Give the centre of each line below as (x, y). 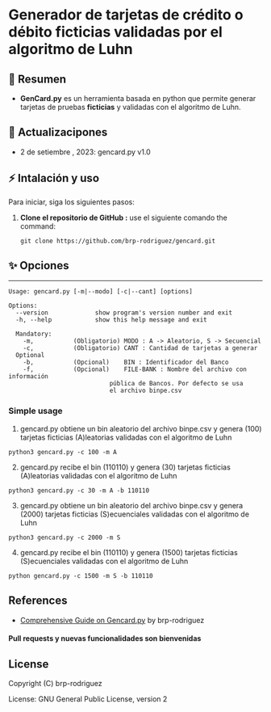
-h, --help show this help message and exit (111, 320)
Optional (30, 356)
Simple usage (35, 411)
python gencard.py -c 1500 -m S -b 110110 (81, 575)
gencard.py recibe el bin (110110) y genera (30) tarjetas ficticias (125, 467)
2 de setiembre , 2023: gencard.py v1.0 (85, 152)
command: (38, 226)
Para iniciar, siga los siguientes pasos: (71, 202)
